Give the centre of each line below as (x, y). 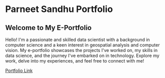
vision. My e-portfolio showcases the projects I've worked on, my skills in (81, 50)
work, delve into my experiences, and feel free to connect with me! (75, 61)
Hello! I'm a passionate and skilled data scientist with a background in (78, 39)
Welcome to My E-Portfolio (48, 28)
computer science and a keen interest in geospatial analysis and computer (82, 45)
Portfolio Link (19, 70)
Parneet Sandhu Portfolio (59, 9)
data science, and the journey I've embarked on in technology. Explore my (82, 55)
